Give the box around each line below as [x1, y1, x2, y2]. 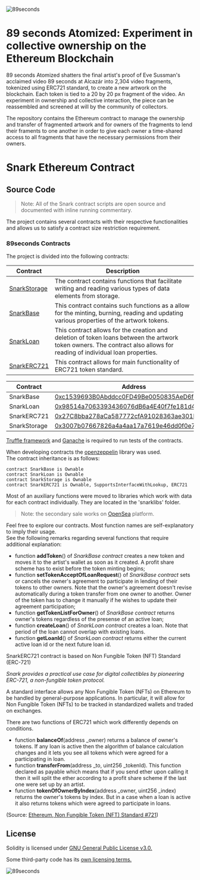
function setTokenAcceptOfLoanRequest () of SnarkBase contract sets [14, 572, 190, 579]
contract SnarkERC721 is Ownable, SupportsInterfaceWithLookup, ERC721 [6, 482, 187, 488]
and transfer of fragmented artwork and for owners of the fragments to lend [6, 121, 192, 128]
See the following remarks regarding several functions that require [6, 535, 169, 542]
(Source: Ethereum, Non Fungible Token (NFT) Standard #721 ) [6, 812, 159, 819]
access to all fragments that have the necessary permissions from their [6, 133, 181, 141]
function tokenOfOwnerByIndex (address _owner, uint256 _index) [14, 787, 177, 794]
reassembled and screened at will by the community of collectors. [6, 103, 168, 110]
